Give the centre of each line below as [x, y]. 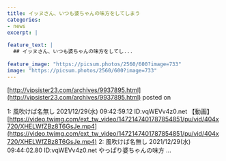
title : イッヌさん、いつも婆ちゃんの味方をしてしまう [74, 13]
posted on [157, 97]
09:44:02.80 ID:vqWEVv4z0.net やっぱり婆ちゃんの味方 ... [89, 150]
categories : [24, 20]
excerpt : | [23, 32]
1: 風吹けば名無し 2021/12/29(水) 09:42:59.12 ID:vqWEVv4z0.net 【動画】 [110, 111]
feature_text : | [30, 45]
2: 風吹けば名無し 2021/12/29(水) [145, 141]
